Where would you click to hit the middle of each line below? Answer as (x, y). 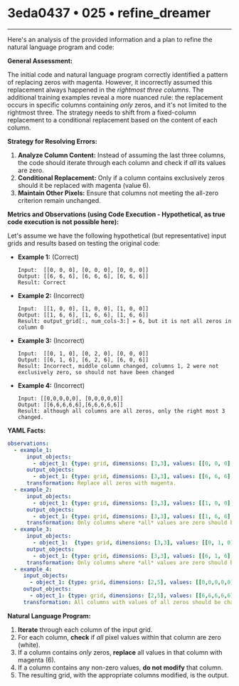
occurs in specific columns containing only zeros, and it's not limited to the (117, 105)
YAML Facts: (27, 430)
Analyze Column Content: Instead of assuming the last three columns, (122, 155)
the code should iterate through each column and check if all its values (122, 162)
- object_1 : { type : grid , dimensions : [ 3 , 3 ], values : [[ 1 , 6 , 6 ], (133, 516)
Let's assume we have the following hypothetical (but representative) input (117, 236)
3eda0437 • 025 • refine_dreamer (109, 13)
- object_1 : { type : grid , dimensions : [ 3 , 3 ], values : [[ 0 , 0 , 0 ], (133, 463)
